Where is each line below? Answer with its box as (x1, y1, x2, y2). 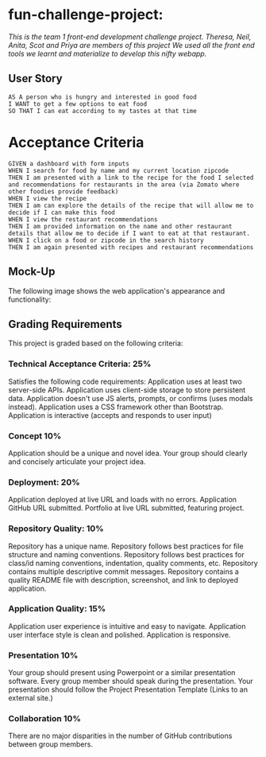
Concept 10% (8, 430, 62, 441)
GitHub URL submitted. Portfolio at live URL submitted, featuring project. (8, 503, 245, 513)
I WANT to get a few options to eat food (8, 100, 148, 108)
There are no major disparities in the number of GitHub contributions (8, 731, 233, 741)
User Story (8, 72, 63, 85)
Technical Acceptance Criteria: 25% (8, 358, 152, 369)
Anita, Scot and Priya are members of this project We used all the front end (8, 40, 256, 49)
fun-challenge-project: (8, 6, 164, 24)
